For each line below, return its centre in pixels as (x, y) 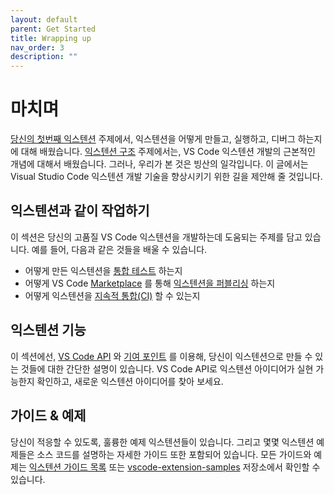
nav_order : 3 (37, 47)
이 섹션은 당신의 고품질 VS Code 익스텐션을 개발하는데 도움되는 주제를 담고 (156, 237)
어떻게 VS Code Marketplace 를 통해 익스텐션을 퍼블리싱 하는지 (150, 283)
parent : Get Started (53, 29)
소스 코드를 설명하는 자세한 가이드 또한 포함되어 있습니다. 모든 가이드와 (174, 454)
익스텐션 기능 (48, 330)
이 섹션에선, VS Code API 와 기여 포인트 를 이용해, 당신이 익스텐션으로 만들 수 (161, 356)
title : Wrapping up (51, 38)
